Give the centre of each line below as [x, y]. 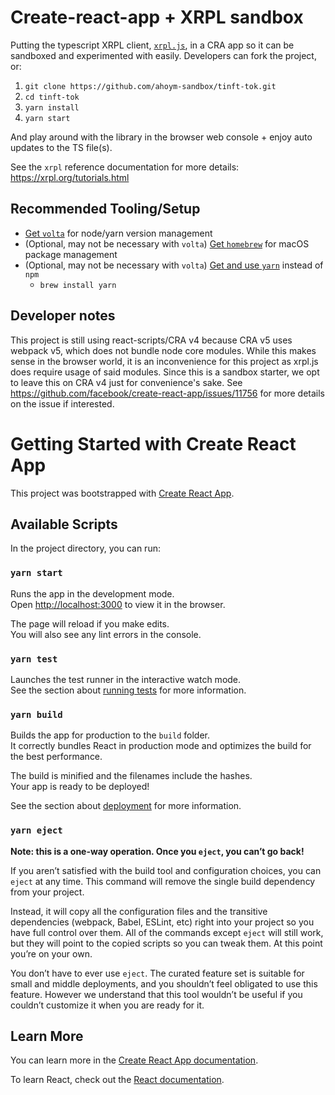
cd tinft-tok [52, 97]
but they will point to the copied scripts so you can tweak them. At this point [166, 943]
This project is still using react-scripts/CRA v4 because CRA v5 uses [151, 340]
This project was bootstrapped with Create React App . [122, 493]
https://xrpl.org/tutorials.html [70, 177]
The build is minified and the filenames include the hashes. [131, 776]
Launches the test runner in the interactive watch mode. [126, 679]
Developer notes [63, 316]
